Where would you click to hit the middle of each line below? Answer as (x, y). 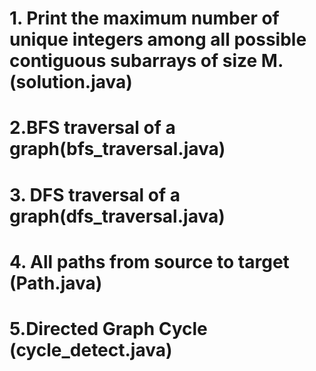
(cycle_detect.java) (91, 349)
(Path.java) (56, 283)
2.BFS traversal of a (92, 128)
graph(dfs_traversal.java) (117, 216)
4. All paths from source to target (149, 261)
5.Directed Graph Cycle (108, 328)
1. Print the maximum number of (144, 18)
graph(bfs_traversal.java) (117, 149)
